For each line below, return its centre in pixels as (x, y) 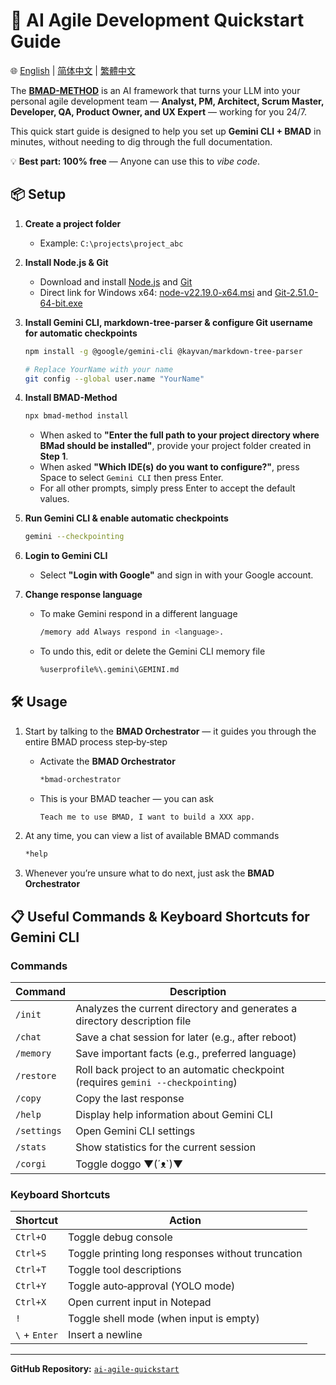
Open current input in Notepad (140, 1302)
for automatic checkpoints (81, 333)
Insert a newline (105, 1335)
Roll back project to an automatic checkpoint (180, 1069)
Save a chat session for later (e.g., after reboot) (186, 1037)
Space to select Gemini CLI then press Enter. (131, 478)
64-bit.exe (61, 303)
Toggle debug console (120, 1237)
